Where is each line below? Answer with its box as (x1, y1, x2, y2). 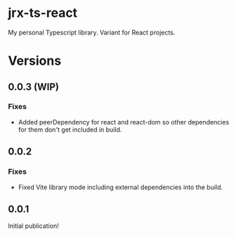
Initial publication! (8, 222, 59, 230)
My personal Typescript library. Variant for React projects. (8, 28, 176, 37)
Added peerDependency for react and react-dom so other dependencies (18, 117, 230, 126)
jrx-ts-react (8, 5, 78, 21)
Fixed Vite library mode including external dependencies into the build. (18, 183, 223, 191)
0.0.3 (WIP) (8, 81, 59, 93)
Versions (8, 53, 62, 69)
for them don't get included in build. (18, 125, 122, 134)
